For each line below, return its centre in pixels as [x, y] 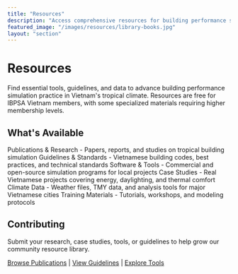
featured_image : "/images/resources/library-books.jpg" [91, 27]
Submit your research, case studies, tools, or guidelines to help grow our [113, 242]
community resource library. [49, 249]
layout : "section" [34, 34]
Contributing [36, 224]
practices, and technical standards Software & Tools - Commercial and [110, 165]
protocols [21, 202]
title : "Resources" [36, 14]
